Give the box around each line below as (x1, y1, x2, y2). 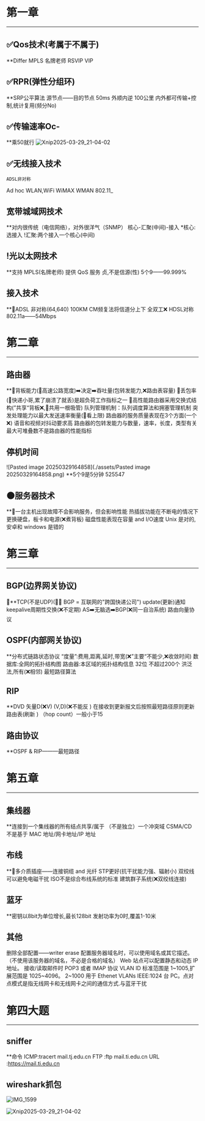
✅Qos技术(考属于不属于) (6, 39, 99, 50)
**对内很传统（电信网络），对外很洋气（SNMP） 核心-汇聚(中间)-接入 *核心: (6, 224, 196, 230)
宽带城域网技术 (6, 206, 63, 216)
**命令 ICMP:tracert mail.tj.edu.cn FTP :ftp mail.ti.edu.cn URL (6, 1053, 160, 1060)
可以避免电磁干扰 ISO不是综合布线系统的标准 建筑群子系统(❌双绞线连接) (6, 875, 187, 883)
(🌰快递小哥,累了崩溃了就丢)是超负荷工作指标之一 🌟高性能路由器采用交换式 (6, 397, 192, 404)
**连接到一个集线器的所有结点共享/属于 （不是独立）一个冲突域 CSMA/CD (6, 823, 192, 830)
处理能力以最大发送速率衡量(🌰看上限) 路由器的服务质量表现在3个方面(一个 (11, 412, 197, 419)
